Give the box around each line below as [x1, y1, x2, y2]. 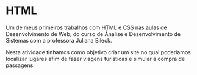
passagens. [5, 62, 35, 69]
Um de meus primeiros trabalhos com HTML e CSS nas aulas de [5, 24, 167, 31]
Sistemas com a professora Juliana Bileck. [5, 37, 112, 44]
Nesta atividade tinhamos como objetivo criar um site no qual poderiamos [5, 48, 192, 55]
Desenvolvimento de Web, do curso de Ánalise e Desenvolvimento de [5, 30, 181, 37]
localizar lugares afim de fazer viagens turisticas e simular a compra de [5, 55, 185, 62]
